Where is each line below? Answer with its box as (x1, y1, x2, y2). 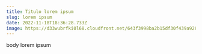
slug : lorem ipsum (6, 14, 52, 20)
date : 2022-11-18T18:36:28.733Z (6, 20, 87, 26)
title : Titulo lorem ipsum (6, 8, 74, 15)
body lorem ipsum (6, 42, 51, 49)
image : (6, 25, 23, 31)
